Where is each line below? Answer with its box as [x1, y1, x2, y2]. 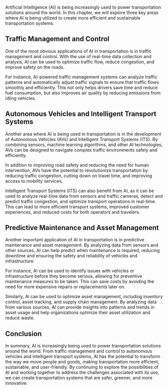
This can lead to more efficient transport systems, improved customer [5, 203, 149, 210]
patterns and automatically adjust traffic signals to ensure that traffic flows [5, 79, 159, 85]
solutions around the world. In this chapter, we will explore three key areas [5, 10, 159, 16]
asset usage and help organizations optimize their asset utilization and [5, 310, 150, 316]
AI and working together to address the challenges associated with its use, [5, 369, 159, 375]
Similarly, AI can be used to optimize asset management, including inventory [5, 294, 163, 300]
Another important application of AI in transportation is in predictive [5, 237, 144, 243]
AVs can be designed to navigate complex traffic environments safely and [5, 147, 157, 153]
